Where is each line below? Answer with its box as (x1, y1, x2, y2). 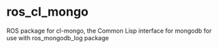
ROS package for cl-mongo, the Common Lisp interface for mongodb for (6, 27, 212, 35)
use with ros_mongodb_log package (6, 33, 109, 42)
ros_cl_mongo (6, 4, 89, 20)
